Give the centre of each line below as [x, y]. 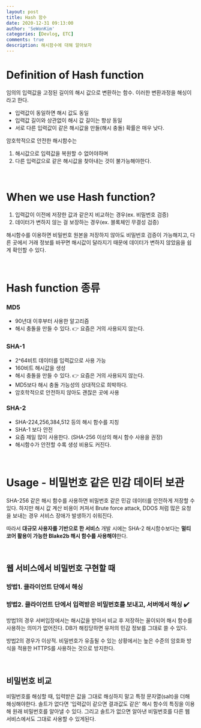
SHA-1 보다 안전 [34, 429]
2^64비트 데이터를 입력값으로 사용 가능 [60, 360]
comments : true [25, 40]
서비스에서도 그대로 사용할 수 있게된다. [51, 719]
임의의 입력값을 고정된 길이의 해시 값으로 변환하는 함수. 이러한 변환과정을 [91, 92]
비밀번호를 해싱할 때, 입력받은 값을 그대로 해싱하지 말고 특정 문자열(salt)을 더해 [98, 696]
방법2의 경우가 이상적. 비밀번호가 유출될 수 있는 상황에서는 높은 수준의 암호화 [96, 641]
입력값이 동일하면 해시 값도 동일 [52, 112]
